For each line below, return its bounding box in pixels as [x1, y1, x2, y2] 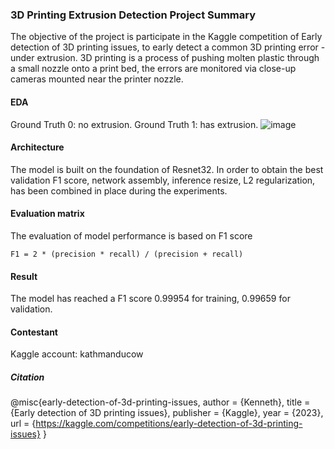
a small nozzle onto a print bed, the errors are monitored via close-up [10, 63, 297, 75]
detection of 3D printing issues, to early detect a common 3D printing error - [10, 41, 326, 53]
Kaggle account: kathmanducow [10, 348, 144, 360]
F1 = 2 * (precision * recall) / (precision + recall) [10, 249, 244, 259]
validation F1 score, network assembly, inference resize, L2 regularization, [10, 174, 316, 186]
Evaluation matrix [10, 208, 85, 220]
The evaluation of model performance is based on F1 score [10, 229, 253, 242]
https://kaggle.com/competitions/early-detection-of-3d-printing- [35, 418, 303, 430]
